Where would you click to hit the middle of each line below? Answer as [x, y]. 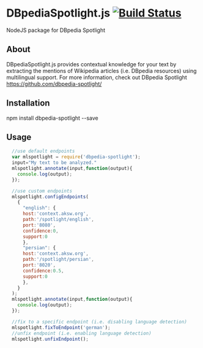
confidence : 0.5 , [43, 271]
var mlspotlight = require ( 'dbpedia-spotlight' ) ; [76, 157]
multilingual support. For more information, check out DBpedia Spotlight [97, 77]
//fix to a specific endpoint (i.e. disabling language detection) [100, 322]
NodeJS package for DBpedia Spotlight [56, 30]
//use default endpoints [43, 151]
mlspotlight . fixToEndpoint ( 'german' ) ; [61, 327]
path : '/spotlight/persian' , [58, 260]
